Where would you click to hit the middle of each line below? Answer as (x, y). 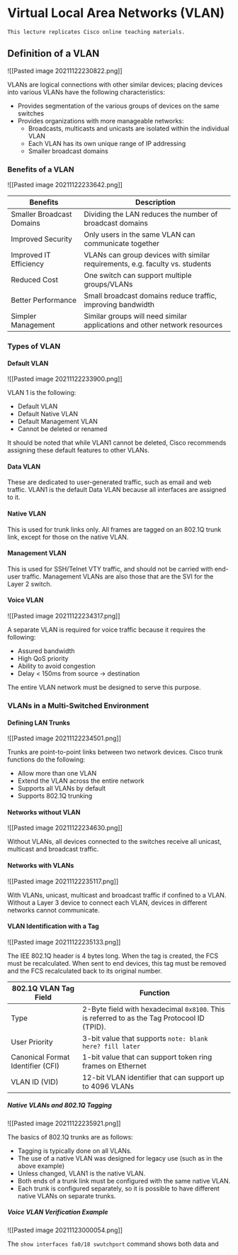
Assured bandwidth (46, 651)
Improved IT (31, 255)
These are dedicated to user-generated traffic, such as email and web (109, 482)
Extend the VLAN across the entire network (81, 781)
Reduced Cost (35, 280)
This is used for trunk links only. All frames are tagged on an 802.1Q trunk (114, 529)
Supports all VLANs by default (62, 788)
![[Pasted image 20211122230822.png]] (65, 71)
